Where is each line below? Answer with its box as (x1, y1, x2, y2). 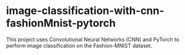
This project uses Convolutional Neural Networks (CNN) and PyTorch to (6, 36, 180, 43)
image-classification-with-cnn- (6, 4, 164, 18)
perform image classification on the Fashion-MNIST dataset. (6, 42, 153, 49)
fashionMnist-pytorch (6, 16, 116, 30)
